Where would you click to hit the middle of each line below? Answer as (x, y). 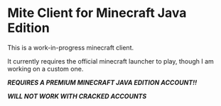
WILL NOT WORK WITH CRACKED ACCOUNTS (77, 96)
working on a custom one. (45, 69)
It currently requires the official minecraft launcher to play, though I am (111, 61)
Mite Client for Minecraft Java (97, 13)
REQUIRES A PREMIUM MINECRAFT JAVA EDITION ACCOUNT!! (102, 82)
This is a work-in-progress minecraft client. (70, 47)
